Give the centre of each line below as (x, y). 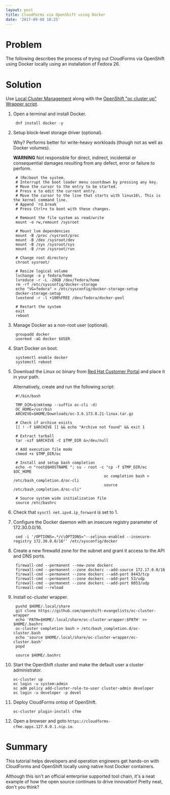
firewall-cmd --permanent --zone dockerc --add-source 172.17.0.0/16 (90, 570)
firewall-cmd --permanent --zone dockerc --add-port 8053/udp (82, 583)
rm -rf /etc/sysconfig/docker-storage (56, 285)
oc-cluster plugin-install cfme (47, 712)
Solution (24, 85)
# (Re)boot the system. (40, 178)
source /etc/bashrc (36, 503)
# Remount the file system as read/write (60, 218)
